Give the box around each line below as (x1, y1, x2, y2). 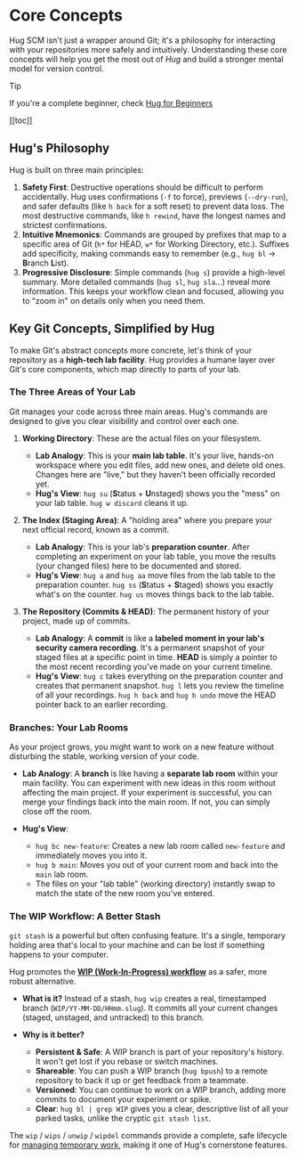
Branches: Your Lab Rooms (9, 721, 129, 733)
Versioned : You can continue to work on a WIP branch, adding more (35, 1084, 286, 1096)
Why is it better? (21, 1030, 85, 1041)
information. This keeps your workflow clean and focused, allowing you (21, 286, 285, 297)
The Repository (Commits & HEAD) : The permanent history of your (21, 606, 270, 616)
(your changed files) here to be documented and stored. (35, 560, 242, 571)
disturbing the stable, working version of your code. (9, 751, 199, 762)
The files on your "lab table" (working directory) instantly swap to (35, 878, 276, 889)
